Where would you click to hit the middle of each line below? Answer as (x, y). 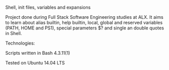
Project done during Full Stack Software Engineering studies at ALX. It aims (84, 17)
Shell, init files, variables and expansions (48, 7)
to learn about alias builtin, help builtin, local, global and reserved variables (84, 23)
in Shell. (14, 33)
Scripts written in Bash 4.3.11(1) (38, 53)
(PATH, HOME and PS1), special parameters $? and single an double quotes (85, 28)
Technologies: (20, 43)
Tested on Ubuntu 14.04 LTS (35, 63)
